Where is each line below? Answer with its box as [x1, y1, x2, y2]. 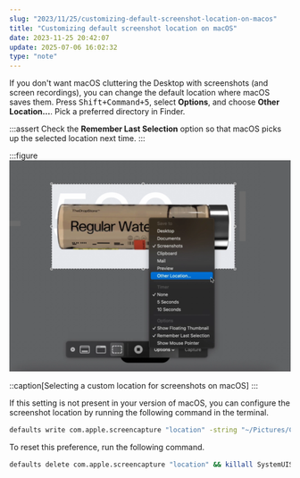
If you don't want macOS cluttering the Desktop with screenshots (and [9, 78, 269, 88]
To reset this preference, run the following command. [9, 442, 205, 452]
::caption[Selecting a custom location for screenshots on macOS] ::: [9, 381, 259, 391]
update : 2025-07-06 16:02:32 [9, 43, 118, 52]
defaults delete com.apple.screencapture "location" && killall [9, 460, 254, 469]
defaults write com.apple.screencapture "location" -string [9, 425, 238, 435]
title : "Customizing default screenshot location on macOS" [9, 23, 238, 33]
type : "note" [9, 52, 58, 62]
